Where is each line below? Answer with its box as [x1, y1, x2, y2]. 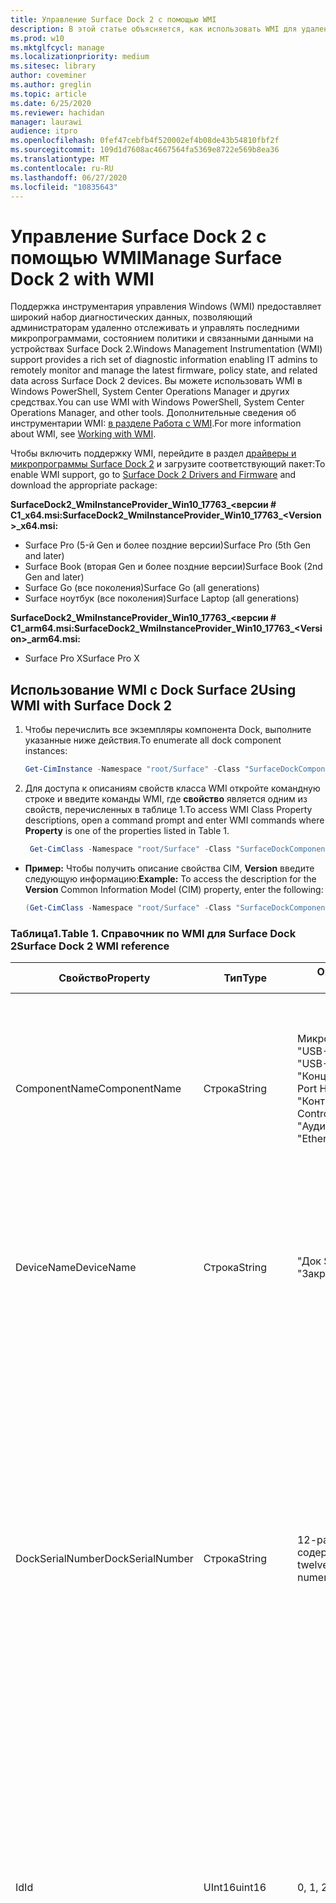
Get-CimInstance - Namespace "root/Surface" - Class [24, 764, 241, 775]
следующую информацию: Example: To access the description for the [24, 872, 317, 885]
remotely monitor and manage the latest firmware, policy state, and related [10, 364, 318, 376]
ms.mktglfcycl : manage [10, 42, 105, 53]
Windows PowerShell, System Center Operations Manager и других [10, 386, 290, 398]
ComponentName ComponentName [15, 1082, 182, 1096]
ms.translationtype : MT [10, 154, 110, 164]
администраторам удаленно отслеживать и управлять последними [10, 322, 300, 334]
